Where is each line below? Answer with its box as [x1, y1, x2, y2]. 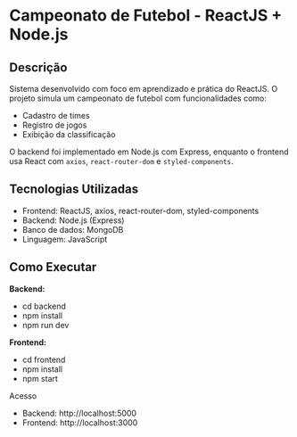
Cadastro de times [21, 111, 91, 120]
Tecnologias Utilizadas [9, 182, 139, 197]
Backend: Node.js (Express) [21, 215, 125, 226]
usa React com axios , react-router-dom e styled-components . [9, 156, 234, 166]
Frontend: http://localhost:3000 [21, 416, 138, 428]
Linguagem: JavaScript [21, 234, 108, 244]
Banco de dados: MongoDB [21, 224, 124, 235]
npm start [21, 373, 58, 383]
